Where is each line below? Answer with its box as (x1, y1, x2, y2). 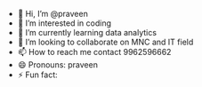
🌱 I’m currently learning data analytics (17, 28, 158, 37)
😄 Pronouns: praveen (17, 59, 98, 70)
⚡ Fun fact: (17, 69, 58, 80)
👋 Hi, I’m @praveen (17, 9, 89, 19)
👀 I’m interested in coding (17, 18, 112, 28)
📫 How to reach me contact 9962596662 (17, 47, 172, 57)
